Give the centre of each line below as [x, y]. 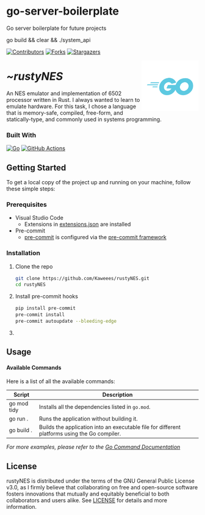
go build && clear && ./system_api [49, 40]
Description [117, 395]
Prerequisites [27, 204]
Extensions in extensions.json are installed [77, 225]
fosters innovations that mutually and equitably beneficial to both [88, 494]
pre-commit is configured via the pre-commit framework [95, 237]
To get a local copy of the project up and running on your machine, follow [99, 182]
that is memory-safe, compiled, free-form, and [65, 113]
